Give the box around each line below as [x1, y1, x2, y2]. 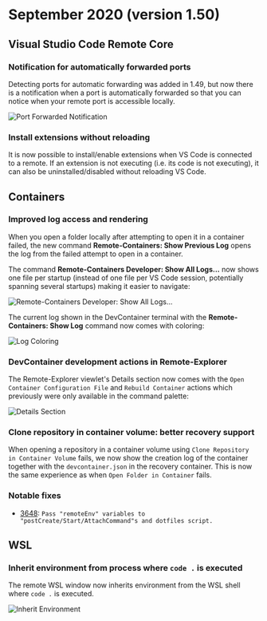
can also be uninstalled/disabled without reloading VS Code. [8, 167, 206, 176]
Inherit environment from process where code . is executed [8, 563, 243, 574]
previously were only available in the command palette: [8, 391, 190, 401]
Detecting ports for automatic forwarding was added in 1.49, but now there [8, 79, 253, 89]
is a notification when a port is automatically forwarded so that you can [8, 88, 241, 97]
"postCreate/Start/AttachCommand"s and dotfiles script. [19, 516, 214, 524]
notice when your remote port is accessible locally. [8, 96, 175, 105]
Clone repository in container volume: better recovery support [8, 427, 255, 438]
